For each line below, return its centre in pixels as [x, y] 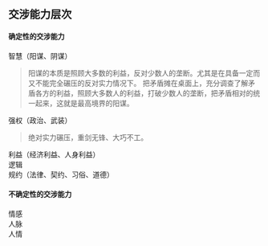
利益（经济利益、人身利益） [54, 154]
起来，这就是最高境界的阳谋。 [84, 103]
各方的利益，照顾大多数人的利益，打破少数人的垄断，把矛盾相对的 [144, 93]
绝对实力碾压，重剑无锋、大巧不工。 [88, 137]
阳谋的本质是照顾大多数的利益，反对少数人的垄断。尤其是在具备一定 [140, 73]
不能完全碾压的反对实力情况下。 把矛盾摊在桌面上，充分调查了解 [142, 83]
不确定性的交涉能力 [40, 195]
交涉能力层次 [40, 14]
